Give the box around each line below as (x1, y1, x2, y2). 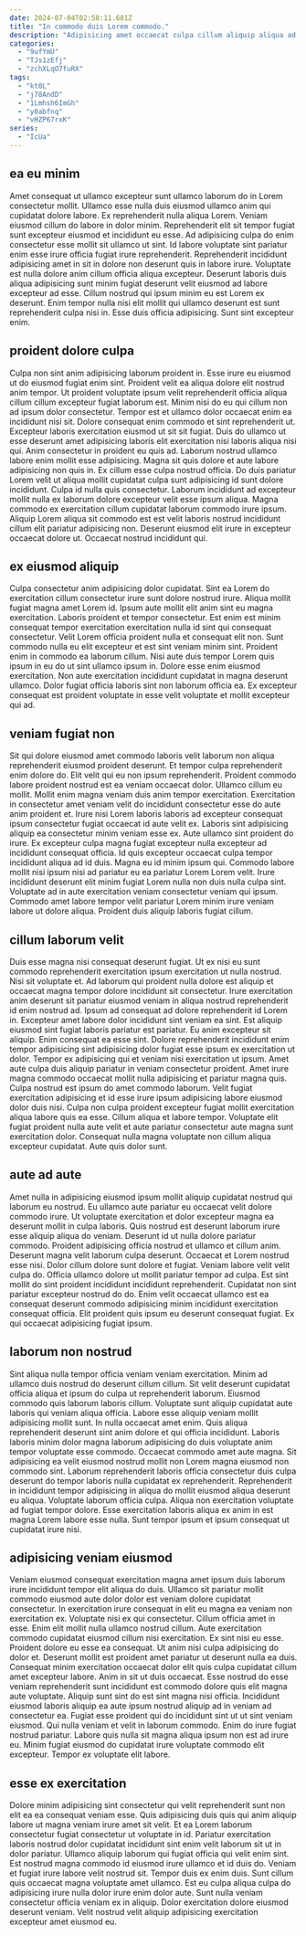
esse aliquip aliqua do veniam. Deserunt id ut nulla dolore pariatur (9, 1230, 257, 1241)
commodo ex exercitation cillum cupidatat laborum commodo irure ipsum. (9, 503, 288, 514)
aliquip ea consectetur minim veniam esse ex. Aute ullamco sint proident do (9, 828, 294, 839)
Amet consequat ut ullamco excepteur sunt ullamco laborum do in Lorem (9, 190, 283, 201)
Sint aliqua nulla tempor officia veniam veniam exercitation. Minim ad (9, 1368, 268, 1380)
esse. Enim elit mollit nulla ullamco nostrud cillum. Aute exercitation (9, 1623, 262, 1634)
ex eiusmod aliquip (9, 558, 120, 574)
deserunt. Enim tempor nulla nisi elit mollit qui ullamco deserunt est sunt (9, 297, 280, 308)
